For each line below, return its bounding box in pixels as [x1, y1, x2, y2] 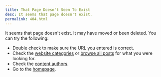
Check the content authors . [12, 61, 69, 67]
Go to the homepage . [12, 66, 56, 72]
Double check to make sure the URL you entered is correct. [12, 45, 135, 51]
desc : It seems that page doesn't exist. [5, 12, 93, 17]
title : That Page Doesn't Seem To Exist [5, 7, 91, 12]
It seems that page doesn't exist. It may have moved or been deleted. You [5, 30, 157, 36]
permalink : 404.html [5, 16, 48, 21]
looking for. [12, 56, 36, 62]
